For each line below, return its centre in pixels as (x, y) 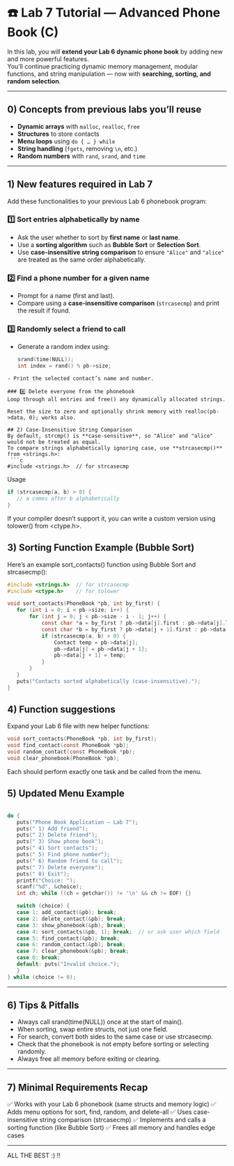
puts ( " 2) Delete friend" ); (57, 835)
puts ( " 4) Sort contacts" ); (57, 848)
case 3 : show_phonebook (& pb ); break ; (71, 925)
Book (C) (33, 32)
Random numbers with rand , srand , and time (81, 156)
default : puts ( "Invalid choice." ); (68, 964)
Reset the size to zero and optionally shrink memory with (95, 412)
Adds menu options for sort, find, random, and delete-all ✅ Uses (100, 1112)
